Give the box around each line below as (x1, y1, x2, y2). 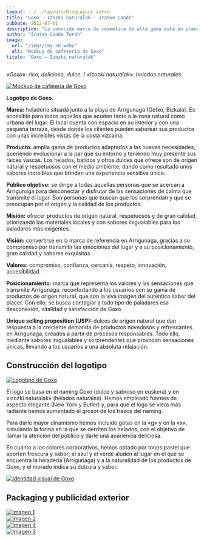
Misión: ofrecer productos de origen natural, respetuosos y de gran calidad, (6, 212, 197, 219)
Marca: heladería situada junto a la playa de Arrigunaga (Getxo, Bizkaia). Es (6, 106, 195, 113)
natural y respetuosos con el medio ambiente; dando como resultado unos (6, 163, 192, 170)
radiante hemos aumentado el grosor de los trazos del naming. (6, 408, 163, 415)
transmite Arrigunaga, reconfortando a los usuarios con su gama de (6, 286, 176, 293)
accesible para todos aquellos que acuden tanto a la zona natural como (6, 112, 185, 119)
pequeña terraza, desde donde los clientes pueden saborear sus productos (6, 125, 195, 132)
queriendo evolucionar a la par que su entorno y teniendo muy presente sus (6, 150, 196, 157)
